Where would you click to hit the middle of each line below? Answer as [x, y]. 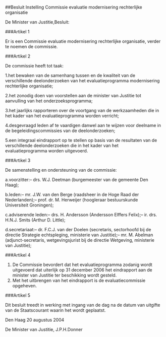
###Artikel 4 [18, 255]
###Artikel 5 [18, 295]
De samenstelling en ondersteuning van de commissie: [61, 170]
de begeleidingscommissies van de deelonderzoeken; [60, 131]
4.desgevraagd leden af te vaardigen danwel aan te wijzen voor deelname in [83, 125]
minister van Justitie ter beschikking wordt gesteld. [64, 275]
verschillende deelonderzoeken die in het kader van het [62, 145]
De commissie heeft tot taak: [34, 66]
